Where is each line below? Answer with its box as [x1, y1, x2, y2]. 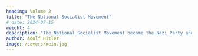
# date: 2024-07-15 [6, 19, 54, 25]
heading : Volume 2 [6, 8, 51, 15]
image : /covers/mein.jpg [6, 41, 67, 47]
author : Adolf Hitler [6, 36, 60, 41]
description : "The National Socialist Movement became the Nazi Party [6, 30, 183, 36]
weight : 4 [6, 24, 31, 31]
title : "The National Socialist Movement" [6, 14, 112, 20]
